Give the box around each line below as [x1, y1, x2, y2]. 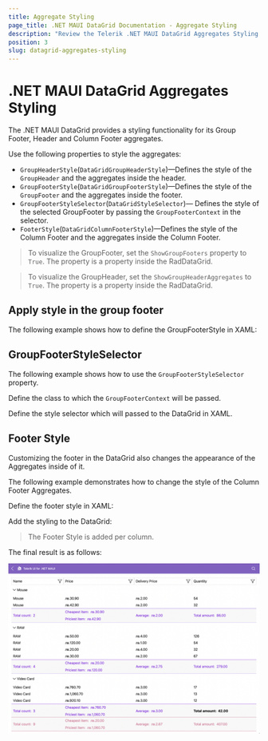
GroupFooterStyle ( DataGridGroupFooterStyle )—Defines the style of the [19, 182, 253, 192]
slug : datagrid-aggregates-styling [8, 46, 127, 55]
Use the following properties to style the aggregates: [8, 149, 182, 159]
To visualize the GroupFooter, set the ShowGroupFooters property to [27, 248, 247, 258]
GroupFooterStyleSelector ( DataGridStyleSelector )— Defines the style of [19, 199, 259, 208]
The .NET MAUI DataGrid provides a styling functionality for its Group [8, 125, 237, 135]
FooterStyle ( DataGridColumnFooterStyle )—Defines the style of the [19, 224, 238, 234]
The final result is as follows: [8, 547, 102, 557]
